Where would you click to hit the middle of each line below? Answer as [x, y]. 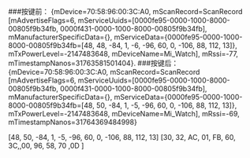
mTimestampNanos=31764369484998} [73, 122]
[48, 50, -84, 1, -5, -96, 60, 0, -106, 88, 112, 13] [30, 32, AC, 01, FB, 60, [122, 137]
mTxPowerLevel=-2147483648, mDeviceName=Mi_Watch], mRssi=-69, [124, 114]
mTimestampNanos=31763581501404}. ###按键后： [93, 63]
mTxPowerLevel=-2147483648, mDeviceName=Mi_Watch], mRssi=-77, [123, 54]
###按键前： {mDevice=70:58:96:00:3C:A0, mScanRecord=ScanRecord [125, 11]
